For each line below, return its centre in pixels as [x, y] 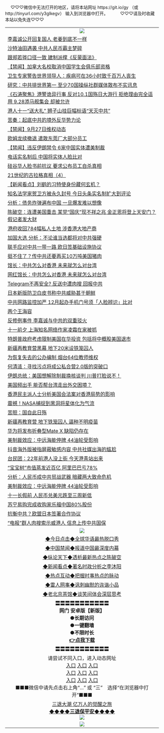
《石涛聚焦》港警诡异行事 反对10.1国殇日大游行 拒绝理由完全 [78, 94]
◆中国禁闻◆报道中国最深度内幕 [82, 548]
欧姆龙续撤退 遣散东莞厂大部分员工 [47, 138]
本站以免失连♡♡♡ [24, 20]
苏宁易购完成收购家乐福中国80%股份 [50, 504]
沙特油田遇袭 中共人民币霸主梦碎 [45, 48]
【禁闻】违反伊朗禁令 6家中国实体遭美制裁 [56, 147]
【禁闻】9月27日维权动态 [37, 129]
